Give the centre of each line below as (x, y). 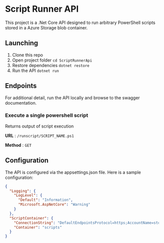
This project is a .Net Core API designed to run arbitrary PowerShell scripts (80, 22)
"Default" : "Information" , (45, 200)
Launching (21, 43)
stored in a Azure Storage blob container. (46, 27)
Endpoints (21, 86)
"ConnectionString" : (35, 223)
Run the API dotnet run (36, 70)
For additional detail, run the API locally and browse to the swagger (72, 98)
